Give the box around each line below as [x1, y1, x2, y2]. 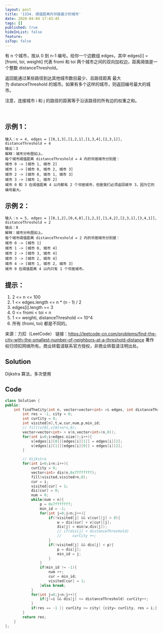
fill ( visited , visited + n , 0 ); [31, 475, 88, 479]
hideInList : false [5, 30, 42, 34]
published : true [5, 25, 38, 30]
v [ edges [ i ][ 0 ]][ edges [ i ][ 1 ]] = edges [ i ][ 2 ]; [31, 439, 123, 444]
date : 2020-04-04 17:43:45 [5, 16, 60, 21]
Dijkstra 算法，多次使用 [5, 371, 51, 376]
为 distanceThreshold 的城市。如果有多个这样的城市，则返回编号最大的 [5, 81, 147, 87]
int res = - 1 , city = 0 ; [22, 411, 73, 417]
